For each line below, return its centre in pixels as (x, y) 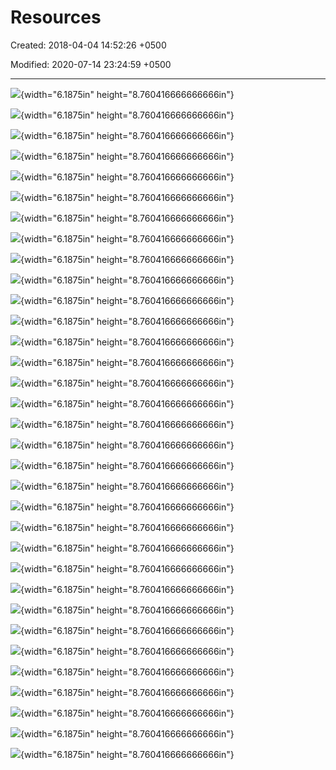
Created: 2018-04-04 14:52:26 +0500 (88, 45)
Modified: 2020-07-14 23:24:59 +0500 (91, 64)
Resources (56, 17)
